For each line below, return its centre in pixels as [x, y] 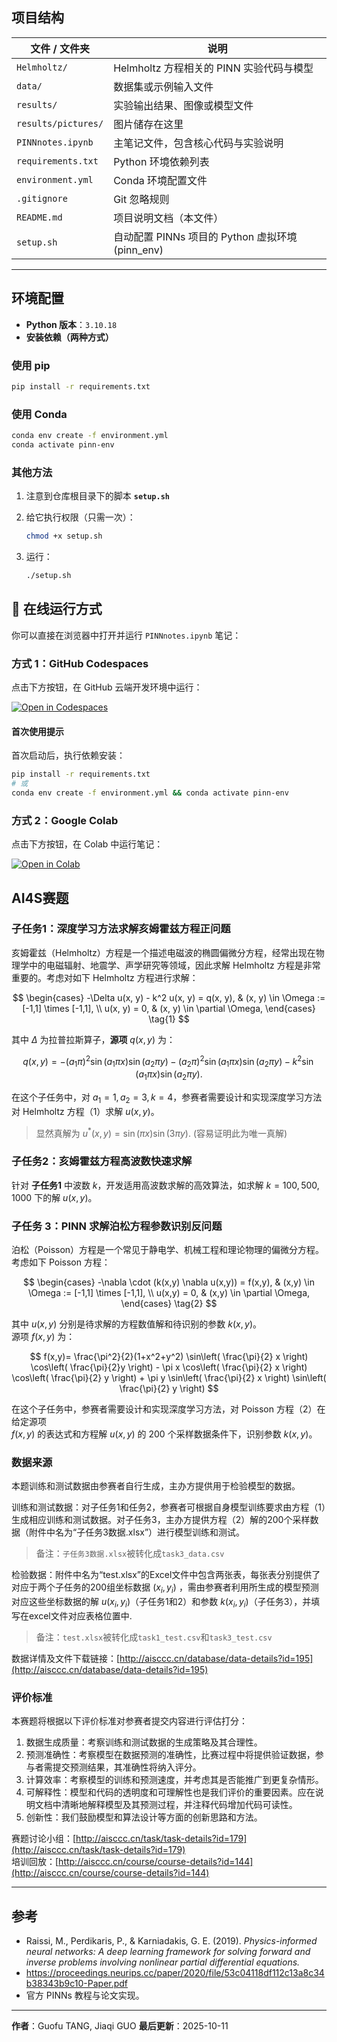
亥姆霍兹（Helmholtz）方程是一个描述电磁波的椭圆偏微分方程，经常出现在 [163, 952]
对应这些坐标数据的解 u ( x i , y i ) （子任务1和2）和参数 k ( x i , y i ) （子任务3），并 [161, 1603]
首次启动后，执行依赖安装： [68, 755]
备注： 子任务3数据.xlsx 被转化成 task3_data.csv [130, 1554]
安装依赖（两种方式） [69, 337]
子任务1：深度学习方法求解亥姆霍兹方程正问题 [121, 929]
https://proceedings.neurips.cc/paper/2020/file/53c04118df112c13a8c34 [175, 1973]
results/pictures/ [60, 123]
